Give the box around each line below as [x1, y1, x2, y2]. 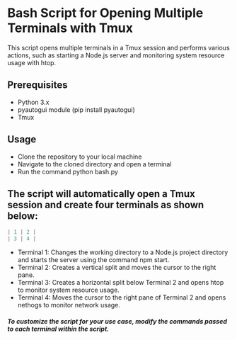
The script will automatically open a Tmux [7, 188, 196, 200]
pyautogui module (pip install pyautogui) [17, 105, 136, 114]
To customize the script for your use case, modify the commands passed [7, 317, 228, 325]
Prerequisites [7, 79, 68, 91]
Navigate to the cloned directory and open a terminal [17, 159, 172, 168]
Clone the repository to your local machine [17, 152, 142, 161]
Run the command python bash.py [17, 167, 119, 176]
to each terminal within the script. [7, 324, 110, 333]
